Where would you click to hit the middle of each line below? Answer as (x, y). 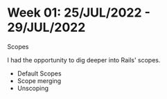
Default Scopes (39, 73)
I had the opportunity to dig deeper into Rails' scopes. (84, 60)
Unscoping (33, 88)
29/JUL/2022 (46, 27)
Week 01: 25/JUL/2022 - (79, 13)
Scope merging (39, 80)
